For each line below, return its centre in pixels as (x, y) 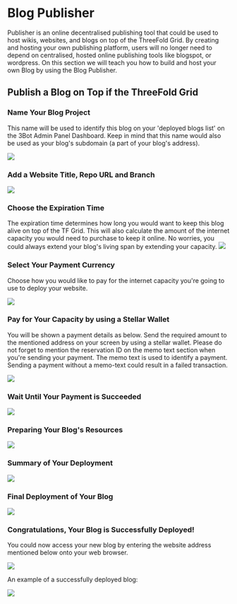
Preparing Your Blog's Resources (65, 430)
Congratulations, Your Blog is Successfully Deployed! (101, 530)
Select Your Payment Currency (61, 265)
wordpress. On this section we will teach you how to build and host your (112, 62)
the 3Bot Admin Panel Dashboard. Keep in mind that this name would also (114, 135)
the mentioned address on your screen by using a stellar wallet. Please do (115, 342)
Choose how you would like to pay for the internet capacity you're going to (116, 280)
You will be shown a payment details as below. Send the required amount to (117, 335)
